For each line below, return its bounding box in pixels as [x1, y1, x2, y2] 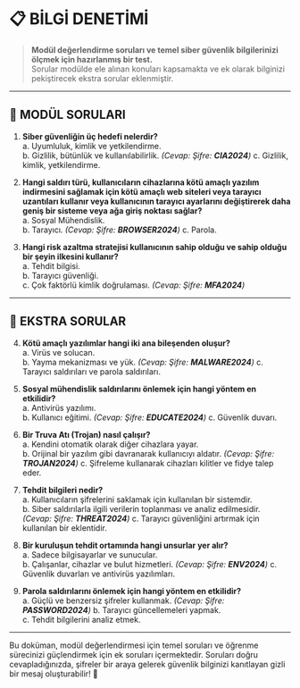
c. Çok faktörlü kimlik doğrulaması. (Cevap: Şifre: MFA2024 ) [21, 280, 246, 290]
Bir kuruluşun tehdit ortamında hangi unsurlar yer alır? [21, 540, 229, 550]
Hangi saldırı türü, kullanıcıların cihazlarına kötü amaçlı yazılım [21, 177, 260, 188]
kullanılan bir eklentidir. [21, 522, 107, 533]
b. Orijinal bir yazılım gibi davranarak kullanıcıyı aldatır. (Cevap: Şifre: [21, 448, 275, 458]
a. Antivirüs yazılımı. [21, 402, 96, 413]
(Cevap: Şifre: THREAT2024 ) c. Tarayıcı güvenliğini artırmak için [21, 513, 261, 524]
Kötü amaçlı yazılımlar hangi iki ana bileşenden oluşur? [21, 338, 230, 348]
